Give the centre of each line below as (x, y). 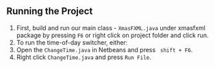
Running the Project (50, 11)
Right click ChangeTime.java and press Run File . (84, 57)
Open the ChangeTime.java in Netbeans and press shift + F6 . (104, 49)
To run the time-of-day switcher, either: (72, 42)
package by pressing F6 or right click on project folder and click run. (112, 35)
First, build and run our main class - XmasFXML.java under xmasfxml (111, 27)
